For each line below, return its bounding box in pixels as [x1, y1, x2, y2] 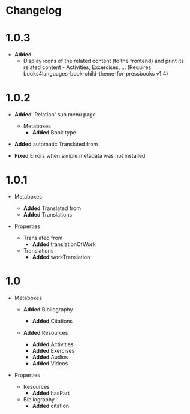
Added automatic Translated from [14, 140, 98, 148]
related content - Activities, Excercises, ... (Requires [23, 64, 152, 71]
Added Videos [32, 359, 68, 367]
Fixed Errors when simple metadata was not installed [14, 152, 146, 160]
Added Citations [32, 317, 73, 325]
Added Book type [32, 129, 76, 136]
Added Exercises [32, 347, 75, 354]
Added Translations [23, 211, 73, 218]
